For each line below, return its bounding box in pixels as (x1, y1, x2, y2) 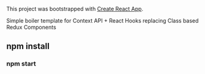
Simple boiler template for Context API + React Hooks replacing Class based (6, 17, 199, 24)
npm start (6, 59, 37, 68)
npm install (6, 41, 50, 51)
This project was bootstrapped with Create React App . (6, 6, 144, 12)
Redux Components (6, 24, 56, 31)
